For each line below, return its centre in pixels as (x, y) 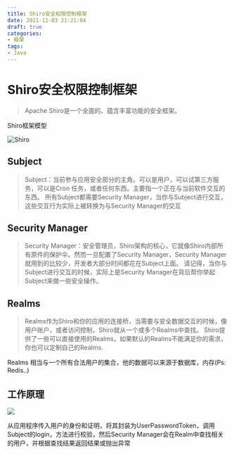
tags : (15, 46)
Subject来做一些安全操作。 (63, 281)
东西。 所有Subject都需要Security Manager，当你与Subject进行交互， (125, 196)
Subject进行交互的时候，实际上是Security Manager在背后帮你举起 (120, 272)
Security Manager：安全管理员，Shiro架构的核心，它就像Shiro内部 (121, 246)
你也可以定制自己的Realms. (64, 347)
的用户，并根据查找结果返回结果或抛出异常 (69, 443)
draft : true (25, 27)
